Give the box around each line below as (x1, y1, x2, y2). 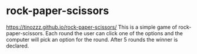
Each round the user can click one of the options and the (45, 29, 183, 36)
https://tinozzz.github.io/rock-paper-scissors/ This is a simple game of (6, 23, 178, 31)
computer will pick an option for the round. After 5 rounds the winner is (6, 36, 178, 43)
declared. (6, 42, 29, 49)
